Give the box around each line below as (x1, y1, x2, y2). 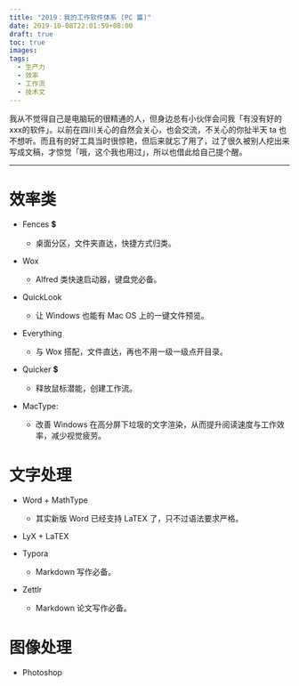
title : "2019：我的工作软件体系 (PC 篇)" (9, 12, 151, 22)
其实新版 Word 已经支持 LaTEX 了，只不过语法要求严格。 (35, 513, 244, 524)
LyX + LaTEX (21, 531, 69, 542)
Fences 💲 (21, 219, 56, 230)
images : (9, 46, 38, 55)
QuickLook (21, 292, 62, 303)
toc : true (9, 37, 46, 47)
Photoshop (21, 667, 62, 678)
